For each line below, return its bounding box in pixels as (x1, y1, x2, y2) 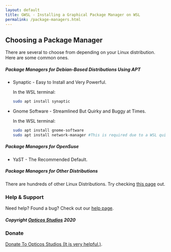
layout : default (5, 7, 40, 13)
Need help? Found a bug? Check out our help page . (5, 205, 114, 211)
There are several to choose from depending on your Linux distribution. (5, 49, 156, 55)
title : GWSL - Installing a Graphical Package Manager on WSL (5, 12, 140, 17)
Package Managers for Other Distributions (5, 168, 98, 174)
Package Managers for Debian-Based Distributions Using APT (5, 66, 141, 72)
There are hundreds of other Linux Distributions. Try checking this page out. (5, 181, 165, 187)
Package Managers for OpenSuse (5, 144, 79, 150)
